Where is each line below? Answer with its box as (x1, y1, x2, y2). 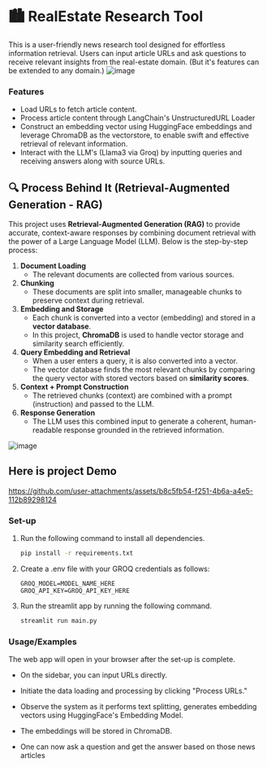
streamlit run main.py (19, 617, 97, 625)
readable (32, 425, 62, 435)
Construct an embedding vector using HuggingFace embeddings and (19, 122, 252, 132)
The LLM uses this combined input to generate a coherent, (32, 416, 229, 426)
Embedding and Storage (19, 304, 104, 314)
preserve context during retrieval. (32, 295, 144, 306)
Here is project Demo (8, 464, 118, 478)
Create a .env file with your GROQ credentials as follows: (19, 564, 210, 574)
